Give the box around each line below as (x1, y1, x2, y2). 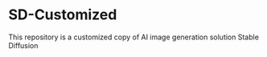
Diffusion (8, 40, 39, 50)
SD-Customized (8, 6, 117, 24)
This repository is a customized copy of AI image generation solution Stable (8, 32, 260, 42)
